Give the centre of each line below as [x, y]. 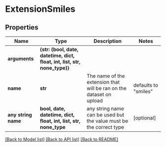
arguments [21, 59]
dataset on [99, 94]
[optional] [145, 118]
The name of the [106, 76]
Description [108, 41]
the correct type [105, 127]
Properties [22, 27]
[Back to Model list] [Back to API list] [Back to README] [62, 139]
